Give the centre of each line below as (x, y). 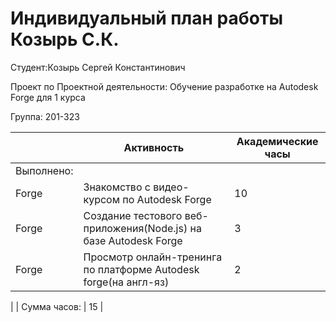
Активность (154, 147)
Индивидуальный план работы (146, 18)
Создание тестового (133, 215)
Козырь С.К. (65, 39)
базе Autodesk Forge (133, 240)
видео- (171, 187)
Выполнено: (44, 170)
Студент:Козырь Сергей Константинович (98, 67)
